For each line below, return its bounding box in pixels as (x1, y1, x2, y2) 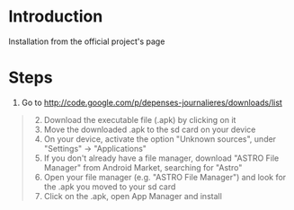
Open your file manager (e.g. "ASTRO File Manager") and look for (43, 171, 287, 182)
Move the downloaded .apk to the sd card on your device (43, 124, 256, 135)
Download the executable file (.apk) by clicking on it (43, 114, 236, 125)
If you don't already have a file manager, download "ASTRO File (43, 153, 280, 163)
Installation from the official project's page (8, 36, 165, 47)
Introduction (8, 6, 103, 27)
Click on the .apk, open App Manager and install (43, 190, 222, 201)
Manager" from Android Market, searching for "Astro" (43, 162, 243, 172)
